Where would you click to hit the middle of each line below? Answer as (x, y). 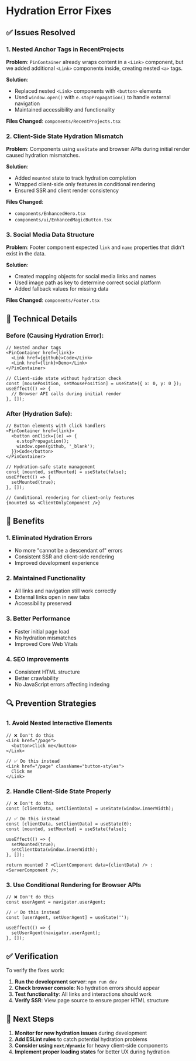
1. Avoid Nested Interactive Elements (59, 723)
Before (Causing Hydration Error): (55, 335)
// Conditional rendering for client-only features (70, 498)
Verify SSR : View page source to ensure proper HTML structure (92, 1001)
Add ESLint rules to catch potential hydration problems (81, 1039)
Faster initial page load (42, 631)
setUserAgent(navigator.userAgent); (56, 933)
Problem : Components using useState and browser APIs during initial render (98, 149)
